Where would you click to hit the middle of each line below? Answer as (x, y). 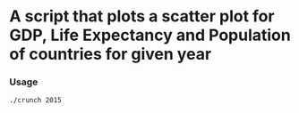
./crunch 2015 (36, 101)
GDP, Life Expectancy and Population (150, 35)
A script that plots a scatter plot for (142, 16)
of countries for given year (111, 54)
